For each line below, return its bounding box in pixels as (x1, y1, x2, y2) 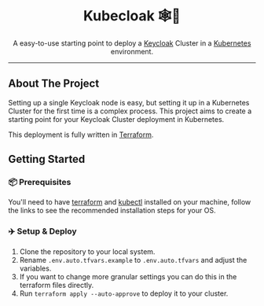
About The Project (8, 77, 100, 90)
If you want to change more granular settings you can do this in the (19, 271, 237, 281)
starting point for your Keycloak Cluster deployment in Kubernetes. (8, 114, 225, 124)
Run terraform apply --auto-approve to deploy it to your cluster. (19, 289, 229, 298)
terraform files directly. (19, 280, 94, 289)
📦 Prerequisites (8, 177, 71, 188)
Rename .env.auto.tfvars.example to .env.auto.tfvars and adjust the (19, 255, 247, 264)
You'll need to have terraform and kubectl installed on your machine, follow (8, 197, 251, 207)
